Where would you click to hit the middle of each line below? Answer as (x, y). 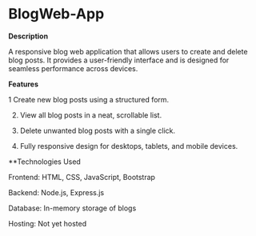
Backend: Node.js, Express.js (56, 192)
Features (23, 84)
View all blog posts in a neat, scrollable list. (91, 115)
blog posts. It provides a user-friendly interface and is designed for (119, 60)
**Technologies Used (45, 162)
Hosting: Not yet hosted (47, 223)
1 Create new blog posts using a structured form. (89, 99)
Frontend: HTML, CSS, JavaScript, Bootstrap (82, 177)
